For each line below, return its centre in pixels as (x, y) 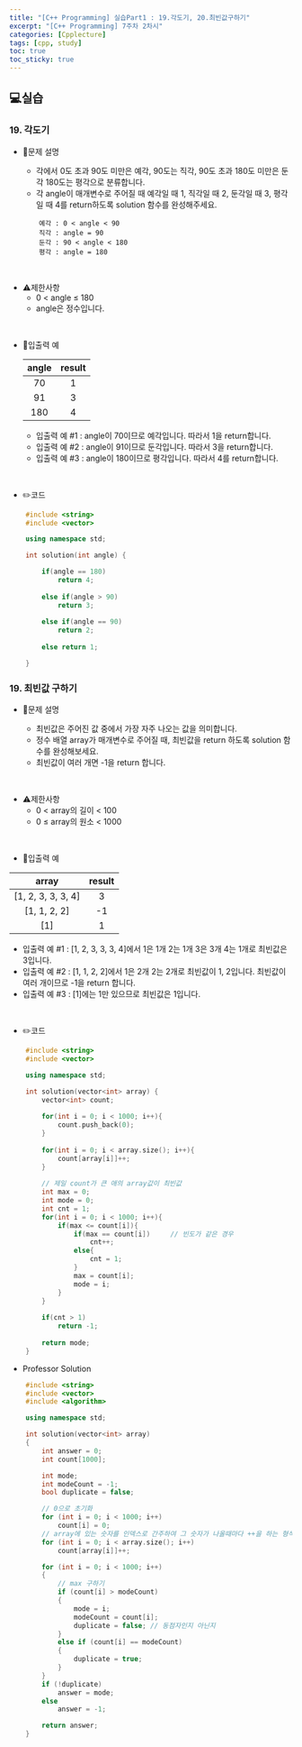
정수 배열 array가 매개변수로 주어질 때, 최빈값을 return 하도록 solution (158, 740)
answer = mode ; (86, 1692)
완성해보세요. (75, 751)
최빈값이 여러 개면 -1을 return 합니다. (101, 763)
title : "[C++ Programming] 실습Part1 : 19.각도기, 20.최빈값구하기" (130, 18)
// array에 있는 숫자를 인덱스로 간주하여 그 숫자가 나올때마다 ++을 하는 (160, 1533)
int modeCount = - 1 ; (80, 1484)
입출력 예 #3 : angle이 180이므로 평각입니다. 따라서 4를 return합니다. (157, 458)
